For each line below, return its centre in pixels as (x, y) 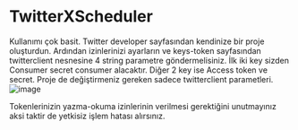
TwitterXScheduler (81, 17)
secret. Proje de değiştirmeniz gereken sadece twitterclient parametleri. (141, 79)
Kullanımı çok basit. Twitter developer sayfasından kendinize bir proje (137, 41)
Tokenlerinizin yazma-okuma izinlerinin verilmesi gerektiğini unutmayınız (143, 106)
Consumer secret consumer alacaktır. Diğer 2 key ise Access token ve (139, 70)
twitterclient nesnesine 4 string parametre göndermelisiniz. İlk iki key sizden (149, 60)
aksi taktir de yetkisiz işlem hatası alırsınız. (87, 116)
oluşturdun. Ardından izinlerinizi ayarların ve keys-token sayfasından (135, 50)
